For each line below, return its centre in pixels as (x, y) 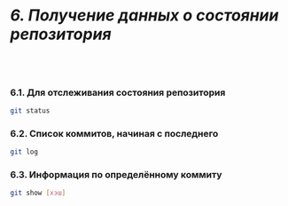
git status (30, 111)
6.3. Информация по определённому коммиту (116, 174)
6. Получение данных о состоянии (144, 16)
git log (24, 152)
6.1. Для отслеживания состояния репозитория (118, 92)
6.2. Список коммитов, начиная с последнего (114, 133)
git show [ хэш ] (38, 193)
